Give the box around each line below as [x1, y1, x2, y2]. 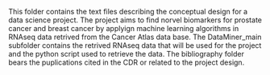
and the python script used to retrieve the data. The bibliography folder [8, 49, 244, 58]
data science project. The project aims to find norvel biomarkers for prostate [8, 15, 262, 25]
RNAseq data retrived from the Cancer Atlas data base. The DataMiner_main [8, 32, 262, 41]
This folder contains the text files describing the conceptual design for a [8, 7, 248, 16]
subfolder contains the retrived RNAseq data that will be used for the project [8, 41, 262, 50]
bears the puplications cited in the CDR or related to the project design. [8, 57, 245, 67]
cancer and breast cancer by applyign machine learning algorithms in [8, 24, 239, 33]
